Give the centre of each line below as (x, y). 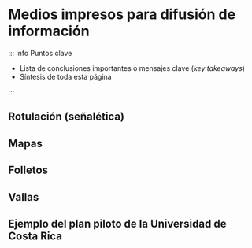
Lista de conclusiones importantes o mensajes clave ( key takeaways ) (132, 68)
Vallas (24, 197)
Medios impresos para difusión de (122, 15)
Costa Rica (35, 236)
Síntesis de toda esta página (65, 76)
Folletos (28, 170)
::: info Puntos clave (40, 53)
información (49, 31)
